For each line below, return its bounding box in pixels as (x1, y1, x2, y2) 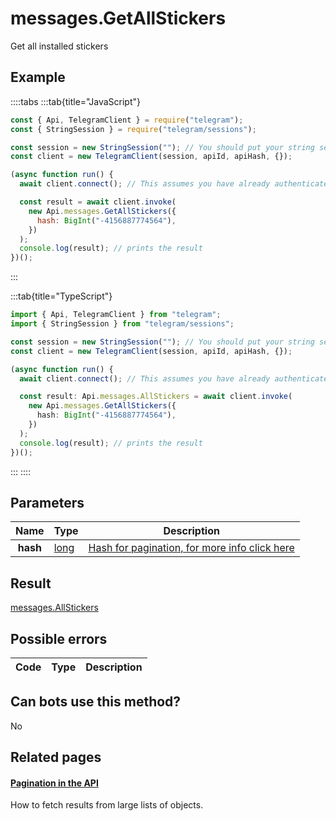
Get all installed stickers (10, 40, 109, 52)
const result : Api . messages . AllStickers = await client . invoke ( (19, 392, 293, 402)
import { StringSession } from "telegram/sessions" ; (10, 319, 235, 329)
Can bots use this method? (10, 693, 182, 711)
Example (10, 69, 66, 86)
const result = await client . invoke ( (19, 197, 177, 207)
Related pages (10, 749, 102, 766)
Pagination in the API (10, 777, 99, 789)
